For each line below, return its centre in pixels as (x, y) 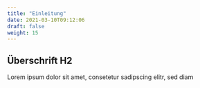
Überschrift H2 (40, 60)
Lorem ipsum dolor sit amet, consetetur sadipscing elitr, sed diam (100, 77)
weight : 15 (23, 33)
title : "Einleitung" (37, 13)
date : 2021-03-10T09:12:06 (46, 20)
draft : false (26, 26)
